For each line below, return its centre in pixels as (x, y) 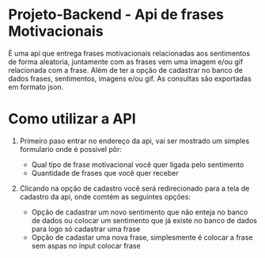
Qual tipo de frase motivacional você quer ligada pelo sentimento (138, 165)
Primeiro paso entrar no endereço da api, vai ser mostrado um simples (134, 141)
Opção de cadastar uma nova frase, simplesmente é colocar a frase (142, 237)
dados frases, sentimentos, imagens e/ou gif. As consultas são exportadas (130, 78)
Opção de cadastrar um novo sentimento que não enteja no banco (140, 212)
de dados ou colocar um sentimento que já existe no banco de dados (144, 220)
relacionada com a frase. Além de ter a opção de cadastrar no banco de (125, 70)
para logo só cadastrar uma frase (86, 229)
